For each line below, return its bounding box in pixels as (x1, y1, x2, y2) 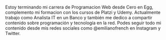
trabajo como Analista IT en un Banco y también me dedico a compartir (5, 15, 152, 20)
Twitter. (5, 31, 21, 36)
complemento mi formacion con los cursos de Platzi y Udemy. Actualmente (5, 9, 160, 15)
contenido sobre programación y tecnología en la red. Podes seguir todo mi (5, 20, 161, 26)
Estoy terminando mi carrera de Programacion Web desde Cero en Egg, (5, 4, 153, 10)
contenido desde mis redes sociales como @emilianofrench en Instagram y (5, 25, 161, 31)
